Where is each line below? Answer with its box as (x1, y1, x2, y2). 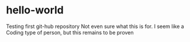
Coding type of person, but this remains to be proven (6, 29, 134, 36)
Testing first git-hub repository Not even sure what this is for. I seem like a (6, 23, 184, 30)
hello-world (6, 3, 64, 17)
